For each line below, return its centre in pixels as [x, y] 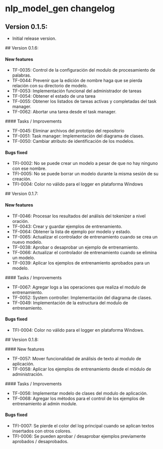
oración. [21, 221]
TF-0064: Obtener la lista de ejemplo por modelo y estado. [71, 232]
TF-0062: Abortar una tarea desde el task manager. [64, 112]
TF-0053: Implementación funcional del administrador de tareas [77, 91]
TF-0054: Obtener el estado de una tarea [54, 96]
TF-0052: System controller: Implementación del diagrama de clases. [82, 297]
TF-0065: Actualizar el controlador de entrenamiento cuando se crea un [85, 237]
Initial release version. [34, 38]
